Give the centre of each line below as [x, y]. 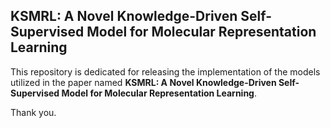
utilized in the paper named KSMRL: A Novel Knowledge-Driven [143, 82]
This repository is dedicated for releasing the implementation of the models [165, 71]
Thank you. [33, 112]
